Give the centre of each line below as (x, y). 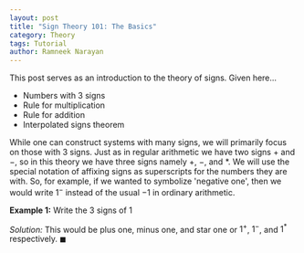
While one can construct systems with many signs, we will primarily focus (148, 142)
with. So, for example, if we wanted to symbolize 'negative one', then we (146, 181)
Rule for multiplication (64, 105)
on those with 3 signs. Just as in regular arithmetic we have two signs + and (152, 153)
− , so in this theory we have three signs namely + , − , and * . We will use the (150, 162)
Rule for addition (53, 115)
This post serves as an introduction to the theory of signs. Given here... (143, 78)
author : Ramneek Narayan (57, 52)
